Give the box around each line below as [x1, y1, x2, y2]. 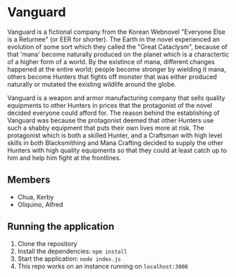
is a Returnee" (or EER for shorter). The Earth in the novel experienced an [7, 35, 221, 43]
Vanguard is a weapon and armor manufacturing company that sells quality [7, 93, 225, 102]
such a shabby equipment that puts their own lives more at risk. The [7, 123, 204, 132]
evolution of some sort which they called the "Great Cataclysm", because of [7, 42, 228, 51]
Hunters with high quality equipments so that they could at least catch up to [7, 146, 228, 154]
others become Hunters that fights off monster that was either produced [7, 72, 217, 81]
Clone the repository [17, 239, 77, 247]
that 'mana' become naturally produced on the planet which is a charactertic [7, 50, 230, 59]
